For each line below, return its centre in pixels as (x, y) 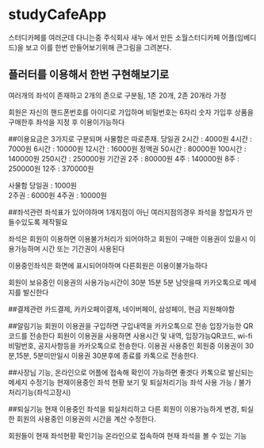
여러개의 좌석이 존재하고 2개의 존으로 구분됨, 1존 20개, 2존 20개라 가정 (117, 95)
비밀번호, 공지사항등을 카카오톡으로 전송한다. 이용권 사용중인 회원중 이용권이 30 (131, 345)
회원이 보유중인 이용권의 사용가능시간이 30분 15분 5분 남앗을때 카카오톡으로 (125, 282)
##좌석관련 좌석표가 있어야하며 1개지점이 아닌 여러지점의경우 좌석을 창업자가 (126, 212)
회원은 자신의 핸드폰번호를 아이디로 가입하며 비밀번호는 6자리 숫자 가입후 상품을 (131, 112)
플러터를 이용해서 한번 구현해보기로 (89, 75)
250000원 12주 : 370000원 (51, 169)
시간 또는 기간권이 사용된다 (84, 249)
